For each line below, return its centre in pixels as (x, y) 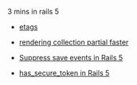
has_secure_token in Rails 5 (64, 73)
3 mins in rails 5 (33, 12)
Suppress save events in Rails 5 (71, 58)
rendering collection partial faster (74, 42)
